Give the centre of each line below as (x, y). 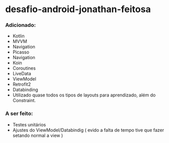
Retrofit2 (22, 84)
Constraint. (24, 101)
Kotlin (18, 36)
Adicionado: (21, 25)
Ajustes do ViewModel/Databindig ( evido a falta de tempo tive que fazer (88, 130)
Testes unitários (29, 124)
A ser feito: (19, 114)
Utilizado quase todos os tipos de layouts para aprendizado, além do (84, 95)
